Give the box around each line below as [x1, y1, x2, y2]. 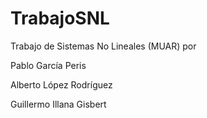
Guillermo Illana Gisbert [10, 98, 107, 110]
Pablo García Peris [10, 59, 87, 71]
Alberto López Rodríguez [10, 78, 113, 91]
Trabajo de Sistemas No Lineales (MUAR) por [10, 40, 197, 52]
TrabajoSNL [10, 7, 110, 30]
